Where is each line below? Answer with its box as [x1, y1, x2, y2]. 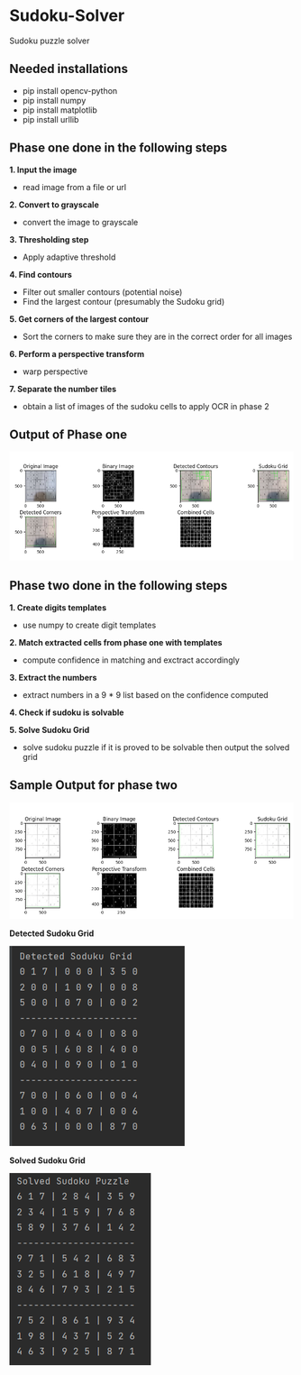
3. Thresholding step [9, 234, 89, 244]
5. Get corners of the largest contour [9, 313, 150, 325]
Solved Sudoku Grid [9, 1155, 86, 1166]
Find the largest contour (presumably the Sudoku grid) [22, 296, 225, 307]
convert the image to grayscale [22, 216, 139, 227]
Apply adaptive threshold [22, 252, 116, 262]
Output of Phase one [9, 426, 128, 442]
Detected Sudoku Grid [9, 928, 95, 939]
